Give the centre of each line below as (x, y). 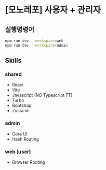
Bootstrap (22, 105)
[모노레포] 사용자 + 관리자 (53, 10)
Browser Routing (28, 162)
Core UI (20, 134)
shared (13, 74)
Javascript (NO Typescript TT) (42, 95)
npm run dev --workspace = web (34, 41)
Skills (13, 60)
